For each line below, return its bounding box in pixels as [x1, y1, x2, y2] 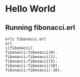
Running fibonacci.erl [5, 23, 75, 32]
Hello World [5, 3, 56, 15]
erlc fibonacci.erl [5, 36, 47, 42]
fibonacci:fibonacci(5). [5, 59, 58, 64]
